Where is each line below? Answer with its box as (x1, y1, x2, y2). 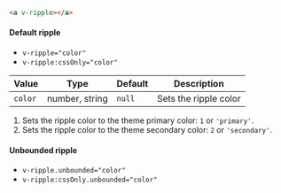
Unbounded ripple (9, 144, 78, 155)
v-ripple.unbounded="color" (21, 166, 126, 175)
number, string (47, 93, 108, 105)
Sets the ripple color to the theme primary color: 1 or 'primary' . (21, 115, 254, 126)
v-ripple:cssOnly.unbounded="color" (21, 175, 158, 185)
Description (173, 78, 224, 90)
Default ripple (9, 27, 61, 38)
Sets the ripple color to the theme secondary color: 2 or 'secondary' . (21, 125, 273, 135)
